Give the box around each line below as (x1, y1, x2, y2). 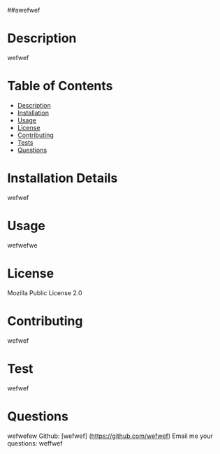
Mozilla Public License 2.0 (7, 288, 82, 297)
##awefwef (7, 6, 41, 14)
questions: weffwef (7, 439, 63, 447)
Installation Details (7, 171, 118, 186)
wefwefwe (7, 241, 38, 249)
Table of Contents (7, 78, 113, 94)
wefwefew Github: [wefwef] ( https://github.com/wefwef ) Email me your (7, 432, 213, 440)
